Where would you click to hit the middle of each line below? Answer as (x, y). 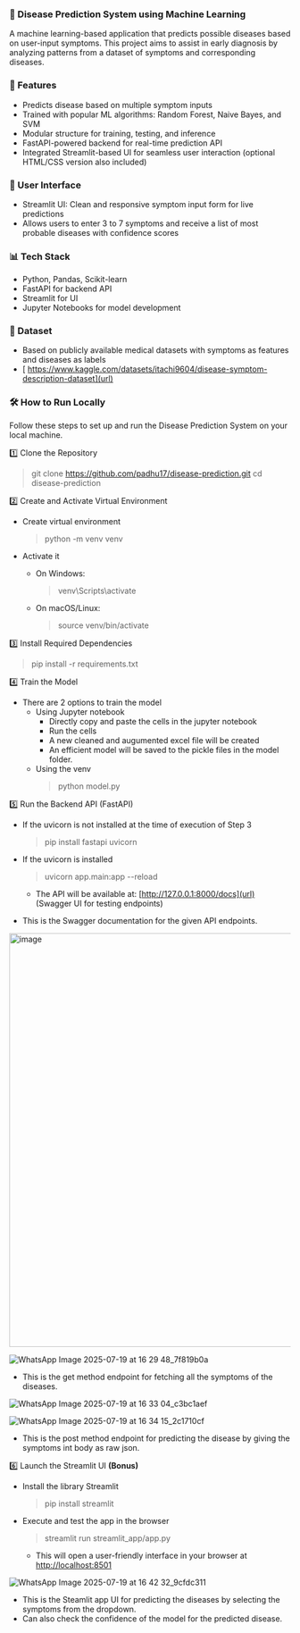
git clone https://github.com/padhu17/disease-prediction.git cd (146, 473)
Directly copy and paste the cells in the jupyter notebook (153, 721)
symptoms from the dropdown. (79, 1609)
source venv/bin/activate (103, 625)
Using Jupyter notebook (80, 712)
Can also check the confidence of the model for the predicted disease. (152, 1618)
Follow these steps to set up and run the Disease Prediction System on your (149, 425)
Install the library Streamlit (70, 1486)
